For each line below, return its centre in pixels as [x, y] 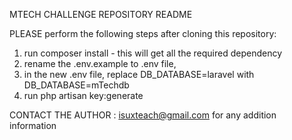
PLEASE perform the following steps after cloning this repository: [143, 33]
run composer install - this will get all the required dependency [153, 53]
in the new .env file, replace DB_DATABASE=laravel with [139, 74]
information [33, 125]
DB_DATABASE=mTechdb [76, 85]
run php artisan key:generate [83, 95]
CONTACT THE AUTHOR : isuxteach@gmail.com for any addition [143, 115]
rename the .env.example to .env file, [100, 63]
